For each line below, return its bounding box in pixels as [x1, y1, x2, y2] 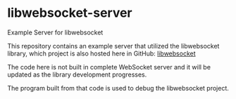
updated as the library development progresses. [7, 70, 147, 79]
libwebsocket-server [7, 5, 132, 21]
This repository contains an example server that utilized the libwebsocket [7, 41, 220, 50]
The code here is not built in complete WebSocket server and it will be [7, 62, 211, 71]
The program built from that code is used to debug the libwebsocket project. [7, 84, 229, 92]
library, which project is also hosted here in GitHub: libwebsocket [7, 49, 196, 58]
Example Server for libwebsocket [7, 28, 104, 37]
